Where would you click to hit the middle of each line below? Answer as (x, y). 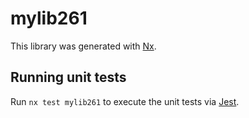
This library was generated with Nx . (83, 46)
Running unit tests (68, 77)
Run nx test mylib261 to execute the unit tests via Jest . (125, 101)
